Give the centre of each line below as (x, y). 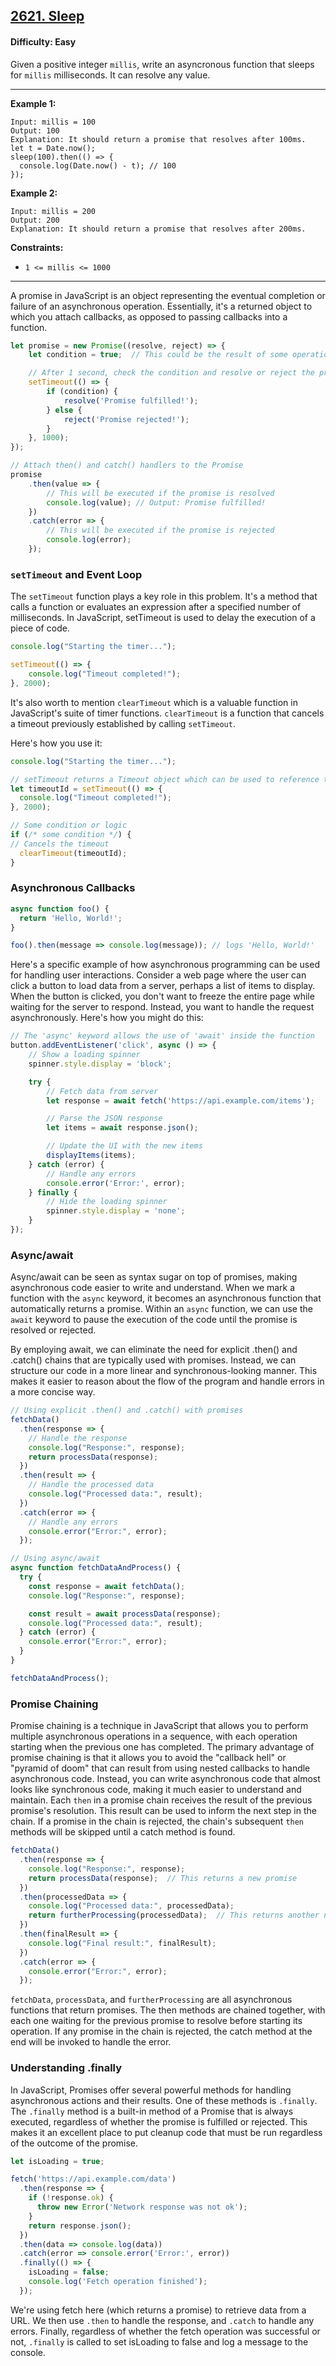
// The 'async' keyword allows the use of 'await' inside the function (162, 1036)
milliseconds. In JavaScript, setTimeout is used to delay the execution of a (163, 618)
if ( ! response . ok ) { (71, 2198)
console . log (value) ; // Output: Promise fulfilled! (156, 502)
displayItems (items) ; (91, 1155)
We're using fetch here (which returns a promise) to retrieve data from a (158, 2310)
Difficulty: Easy (43, 41)
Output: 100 (35, 130)
